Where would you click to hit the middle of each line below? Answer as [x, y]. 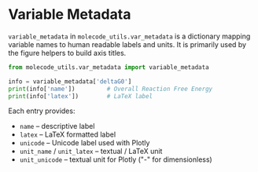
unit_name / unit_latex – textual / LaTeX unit [91, 152]
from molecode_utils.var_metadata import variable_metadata [109, 67]
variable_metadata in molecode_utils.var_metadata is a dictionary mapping [129, 36]
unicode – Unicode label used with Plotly [85, 143]
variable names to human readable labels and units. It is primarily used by [127, 44]
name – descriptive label [57, 126]
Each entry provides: [42, 111]
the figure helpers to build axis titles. [67, 53]
